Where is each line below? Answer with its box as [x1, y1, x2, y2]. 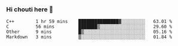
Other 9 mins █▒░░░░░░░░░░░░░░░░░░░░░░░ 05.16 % [6, 29, 172, 35]
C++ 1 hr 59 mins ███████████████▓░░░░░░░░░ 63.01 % [6, 19, 172, 25]
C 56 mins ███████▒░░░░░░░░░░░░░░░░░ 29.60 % [6, 24, 172, 30]
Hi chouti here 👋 [6, 5, 54, 14]
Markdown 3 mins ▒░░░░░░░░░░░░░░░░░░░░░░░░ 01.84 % [6, 34, 172, 40]
